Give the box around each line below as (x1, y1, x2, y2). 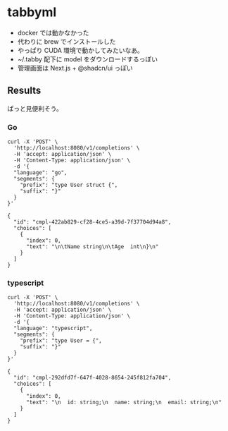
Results (7, 85, 42, 97)
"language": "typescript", (13, 325, 93, 332)
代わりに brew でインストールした (17, 37, 116, 46)
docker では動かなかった (17, 28, 89, 37)
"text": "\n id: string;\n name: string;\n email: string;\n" (25, 399, 222, 406)
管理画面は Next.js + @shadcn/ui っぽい (17, 63, 134, 72)
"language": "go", (13, 169, 68, 176)
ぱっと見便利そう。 (7, 104, 63, 113)
